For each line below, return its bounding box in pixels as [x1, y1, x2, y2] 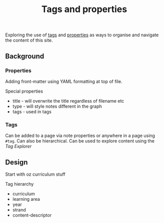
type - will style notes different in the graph [12, 103, 102, 109]
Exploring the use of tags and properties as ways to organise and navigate [5, 32, 159, 38]
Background [5, 52, 44, 60]
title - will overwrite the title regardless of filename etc [12, 98, 124, 104]
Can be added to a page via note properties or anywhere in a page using [5, 132, 155, 139]
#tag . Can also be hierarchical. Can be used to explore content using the [5, 138, 154, 144]
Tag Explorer [5, 143, 32, 150]
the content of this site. [5, 37, 53, 43]
